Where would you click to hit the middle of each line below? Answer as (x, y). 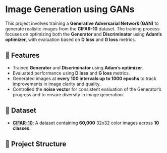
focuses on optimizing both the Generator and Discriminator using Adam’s (84, 34)
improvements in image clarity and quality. (57, 84)
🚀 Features (22, 55)
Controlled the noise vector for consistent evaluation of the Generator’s (87, 89)
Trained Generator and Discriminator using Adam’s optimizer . (78, 67)
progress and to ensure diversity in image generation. (68, 94)
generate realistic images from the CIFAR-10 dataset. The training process (82, 28)
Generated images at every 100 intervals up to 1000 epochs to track (84, 78)
